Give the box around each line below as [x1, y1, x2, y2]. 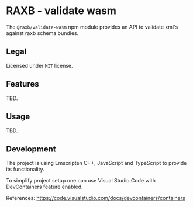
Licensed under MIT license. [6, 62, 73, 69]
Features [6, 79, 39, 89]
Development [6, 144, 57, 154]
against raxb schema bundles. [6, 29, 79, 36]
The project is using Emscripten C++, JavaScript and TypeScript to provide [6, 160, 187, 167]
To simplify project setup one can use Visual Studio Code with [6, 177, 156, 184]
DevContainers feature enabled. [6, 183, 83, 191]
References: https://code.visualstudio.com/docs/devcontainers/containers [6, 195, 185, 202]
